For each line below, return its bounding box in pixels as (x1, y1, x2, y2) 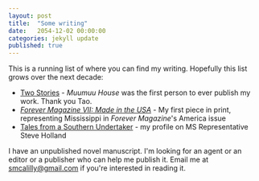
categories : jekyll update (8, 34, 99, 43)
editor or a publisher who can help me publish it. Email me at (8, 154, 209, 165)
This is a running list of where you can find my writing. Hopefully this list (8, 64, 248, 73)
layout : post (8, 11, 52, 20)
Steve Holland (19, 130, 67, 141)
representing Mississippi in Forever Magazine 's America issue (19, 113, 227, 123)
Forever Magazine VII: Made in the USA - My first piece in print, (19, 105, 232, 115)
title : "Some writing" (8, 19, 88, 27)
